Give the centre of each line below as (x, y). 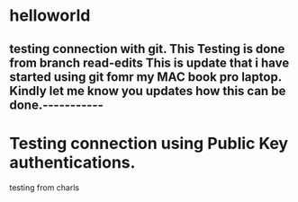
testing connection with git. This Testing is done (147, 49)
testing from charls (44, 187)
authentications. (72, 162)
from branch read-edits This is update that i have (149, 62)
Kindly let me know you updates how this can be (148, 91)
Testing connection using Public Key (149, 143)
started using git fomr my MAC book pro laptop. (145, 77)
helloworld (50, 16)
